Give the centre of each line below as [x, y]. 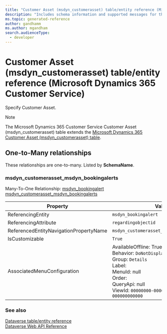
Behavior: [123, 253]
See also [16, 310]
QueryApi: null [128, 284]
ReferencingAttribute [32, 223]
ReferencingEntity [29, 214]
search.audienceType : [28, 33]
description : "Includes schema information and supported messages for [81, 14]
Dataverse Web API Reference [36, 327]
